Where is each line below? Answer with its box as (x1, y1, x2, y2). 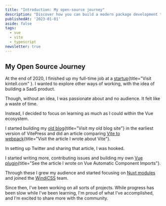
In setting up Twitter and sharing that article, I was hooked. (5, 146, 125, 152)
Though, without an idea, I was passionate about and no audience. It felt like (5, 96, 161, 102)
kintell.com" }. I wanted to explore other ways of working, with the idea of (5, 81, 155, 87)
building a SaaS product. (5, 86, 55, 92)
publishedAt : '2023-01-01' (5, 16, 61, 21)
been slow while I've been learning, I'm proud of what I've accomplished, (5, 190, 154, 196)
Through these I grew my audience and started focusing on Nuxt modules (5, 170, 156, 176)
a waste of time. (5, 101, 38, 107)
